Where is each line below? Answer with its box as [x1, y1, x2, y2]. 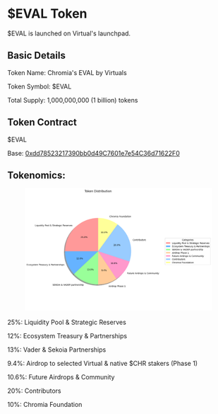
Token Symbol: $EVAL [7, 82, 72, 91]
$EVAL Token [7, 6, 87, 22]
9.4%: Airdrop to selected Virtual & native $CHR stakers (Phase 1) [7, 359, 198, 367]
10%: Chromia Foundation [7, 400, 83, 408]
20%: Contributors [7, 386, 61, 395]
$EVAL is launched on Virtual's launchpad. [7, 29, 131, 38]
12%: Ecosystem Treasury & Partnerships [7, 331, 128, 340]
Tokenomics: [7, 169, 66, 181]
